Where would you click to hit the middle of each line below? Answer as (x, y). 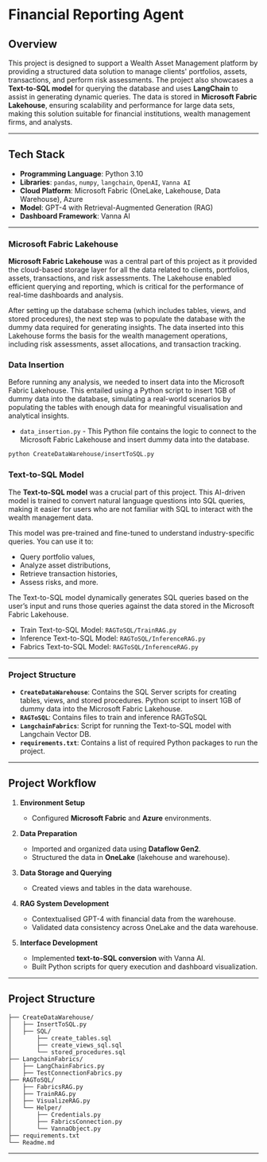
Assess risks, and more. (59, 582)
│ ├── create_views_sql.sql (66, 1045)
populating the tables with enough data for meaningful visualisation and (126, 408)
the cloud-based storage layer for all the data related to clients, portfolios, (129, 270)
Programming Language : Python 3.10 (81, 173)
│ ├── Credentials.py (55, 1114)
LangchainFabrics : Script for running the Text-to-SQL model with (126, 726)
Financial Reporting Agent (96, 15)
